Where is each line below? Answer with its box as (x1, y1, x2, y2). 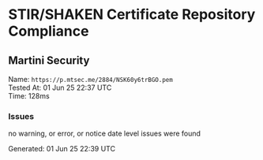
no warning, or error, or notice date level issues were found (8, 128, 201, 139)
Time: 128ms (8, 91, 50, 100)
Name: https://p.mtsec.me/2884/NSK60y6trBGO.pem (8, 75, 174, 84)
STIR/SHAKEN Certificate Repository (8, 6, 256, 24)
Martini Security (8, 54, 90, 67)
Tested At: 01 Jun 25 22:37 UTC (8, 83, 112, 92)
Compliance (8, 22, 89, 40)
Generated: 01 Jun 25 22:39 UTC (8, 144, 116, 154)
